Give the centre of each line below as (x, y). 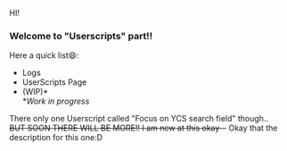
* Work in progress (56, 101)
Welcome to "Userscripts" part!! (81, 36)
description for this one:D (56, 138)
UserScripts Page (54, 82)
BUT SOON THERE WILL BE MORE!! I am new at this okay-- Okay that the (143, 128)
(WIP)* (35, 92)
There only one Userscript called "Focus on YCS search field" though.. (139, 119)
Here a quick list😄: (44, 55)
